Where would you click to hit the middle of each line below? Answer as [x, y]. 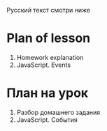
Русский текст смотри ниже [49, 10]
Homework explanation [50, 57]
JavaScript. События [47, 120]
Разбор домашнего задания [58, 112]
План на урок [48, 93]
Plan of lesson [49, 38]
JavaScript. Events [44, 65]
